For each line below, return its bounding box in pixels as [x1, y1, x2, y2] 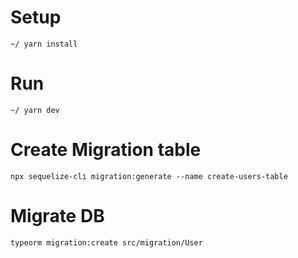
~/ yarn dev [10, 105, 60, 115]
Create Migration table [10, 139, 202, 161]
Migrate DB [10, 205, 105, 227]
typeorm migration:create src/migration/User [10, 237, 203, 248]
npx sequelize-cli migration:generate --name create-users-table [10, 171, 288, 181]
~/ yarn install [10, 39, 78, 49]
